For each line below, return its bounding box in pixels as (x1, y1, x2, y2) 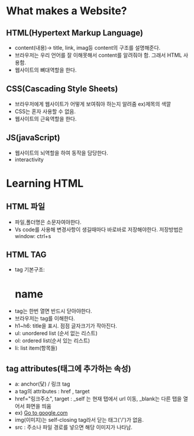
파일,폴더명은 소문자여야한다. (14, 218, 82, 226)
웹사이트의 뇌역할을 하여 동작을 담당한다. (14, 149, 108, 156)
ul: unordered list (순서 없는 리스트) (14, 330, 98, 337)
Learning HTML (6, 177, 84, 190)
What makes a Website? (6, 4, 127, 18)
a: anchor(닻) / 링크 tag (14, 380, 70, 387)
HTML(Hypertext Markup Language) (6, 28, 144, 38)
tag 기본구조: (14, 266, 46, 273)
